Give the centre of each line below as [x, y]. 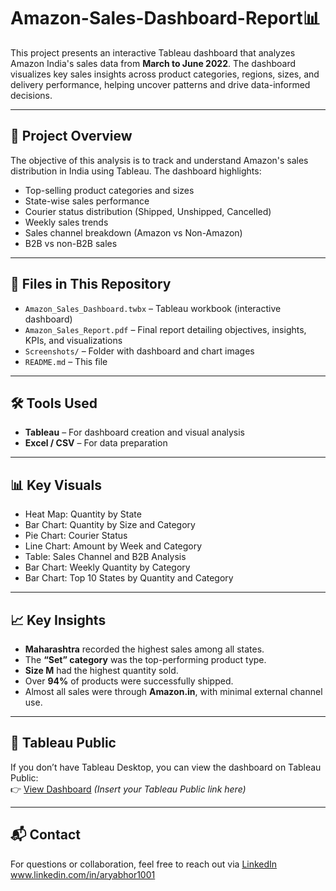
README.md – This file [66, 361]
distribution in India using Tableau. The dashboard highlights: [136, 171]
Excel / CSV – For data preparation [96, 443]
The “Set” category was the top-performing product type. [145, 659]
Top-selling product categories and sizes [109, 190]
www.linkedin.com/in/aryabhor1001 [83, 874]
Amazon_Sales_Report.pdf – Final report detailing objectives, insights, [165, 329]
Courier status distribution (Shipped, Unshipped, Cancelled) [148, 211]
